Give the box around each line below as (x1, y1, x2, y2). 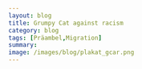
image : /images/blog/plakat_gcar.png (8, 48, 135, 56)
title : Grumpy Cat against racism (8, 19, 124, 27)
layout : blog (8, 11, 52, 20)
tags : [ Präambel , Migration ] (8, 33, 103, 42)
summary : (8, 41, 38, 49)
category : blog (8, 26, 59, 34)
